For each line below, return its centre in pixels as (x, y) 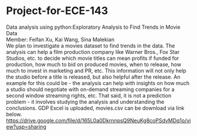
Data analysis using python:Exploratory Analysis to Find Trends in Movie (93, 27)
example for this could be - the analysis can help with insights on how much (98, 83)
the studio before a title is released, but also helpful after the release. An (93, 77)
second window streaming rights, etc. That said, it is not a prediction (89, 96)
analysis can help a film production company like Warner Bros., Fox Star (93, 52)
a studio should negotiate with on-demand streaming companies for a (90, 89)
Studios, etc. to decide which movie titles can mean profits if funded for (93, 58)
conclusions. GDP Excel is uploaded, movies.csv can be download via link (95, 108)
